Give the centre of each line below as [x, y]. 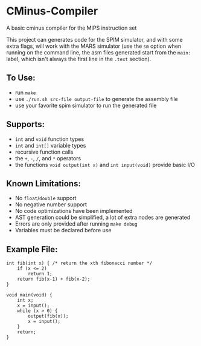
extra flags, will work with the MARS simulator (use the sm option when [94, 46]
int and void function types [49, 139]
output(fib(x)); [48, 316]
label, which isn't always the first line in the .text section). [79, 59]
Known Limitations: [44, 184]
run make [25, 93]
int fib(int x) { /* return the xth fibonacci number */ [79, 263]
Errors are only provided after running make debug [76, 224]
